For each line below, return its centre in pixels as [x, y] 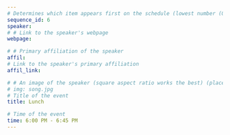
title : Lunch [26, 102]
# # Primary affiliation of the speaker [66, 51]
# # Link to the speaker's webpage [58, 33]
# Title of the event [38, 96]
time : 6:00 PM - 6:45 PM [42, 121]
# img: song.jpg [30, 89]
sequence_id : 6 [29, 20]
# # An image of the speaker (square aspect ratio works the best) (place [116, 83]
